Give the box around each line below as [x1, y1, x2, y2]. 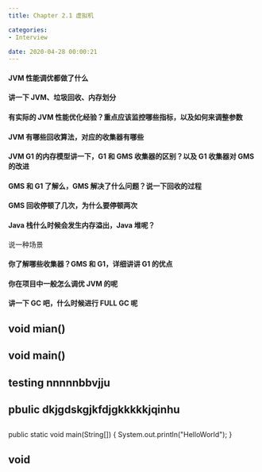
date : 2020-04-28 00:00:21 [8, 48, 98, 56]
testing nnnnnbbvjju [8, 376, 110, 389]
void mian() [8, 322, 66, 336]
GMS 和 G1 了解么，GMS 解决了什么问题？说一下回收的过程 [8, 181, 202, 190]
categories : [8, 25, 48, 34]
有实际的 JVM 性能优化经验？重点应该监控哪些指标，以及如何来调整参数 [8, 113, 244, 122]
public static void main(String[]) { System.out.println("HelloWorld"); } [8, 430, 233, 439]
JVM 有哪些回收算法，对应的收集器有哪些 [8, 132, 144, 141]
